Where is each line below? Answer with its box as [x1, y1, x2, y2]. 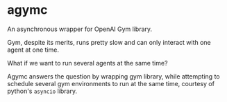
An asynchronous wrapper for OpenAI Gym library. [7, 25, 153, 33]
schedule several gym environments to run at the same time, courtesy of [7, 79, 215, 88]
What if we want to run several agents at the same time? [7, 59, 168, 67]
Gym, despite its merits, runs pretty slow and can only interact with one [7, 38, 212, 46]
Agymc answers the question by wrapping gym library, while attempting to [7, 72, 220, 81]
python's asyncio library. [7, 87, 78, 95]
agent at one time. [7, 45, 59, 54]
